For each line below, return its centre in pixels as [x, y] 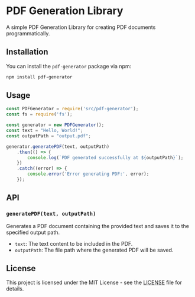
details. [15, 289]
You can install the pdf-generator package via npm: [69, 66]
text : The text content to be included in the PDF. [74, 243]
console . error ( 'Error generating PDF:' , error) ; [88, 174]
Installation [27, 52]
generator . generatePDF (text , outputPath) [58, 146]
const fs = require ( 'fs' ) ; [39, 114]
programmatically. [28, 33]
